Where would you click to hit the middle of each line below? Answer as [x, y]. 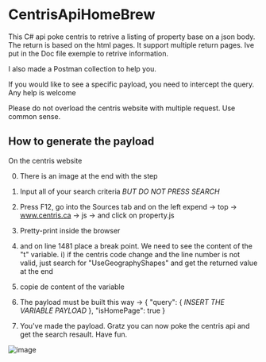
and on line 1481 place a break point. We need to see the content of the [136, 246]
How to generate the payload [81, 142]
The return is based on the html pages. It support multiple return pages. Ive [131, 44]
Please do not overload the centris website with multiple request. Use [122, 108]
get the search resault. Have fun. [73, 334]
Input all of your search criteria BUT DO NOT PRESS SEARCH [120, 191]
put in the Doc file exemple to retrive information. [89, 53]
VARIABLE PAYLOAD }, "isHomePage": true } [92, 310]
